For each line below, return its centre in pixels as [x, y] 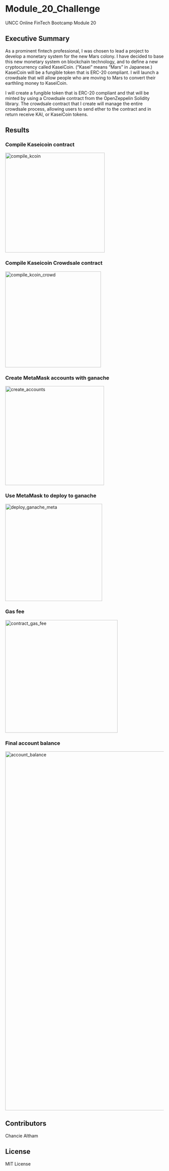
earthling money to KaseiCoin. [36, 83]
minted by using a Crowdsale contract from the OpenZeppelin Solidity [77, 98]
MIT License [18, 1164]
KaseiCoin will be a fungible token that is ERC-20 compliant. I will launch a [82, 72]
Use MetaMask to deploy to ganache [51, 496]
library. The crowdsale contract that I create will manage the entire [74, 104]
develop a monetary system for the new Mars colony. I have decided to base [84, 56]
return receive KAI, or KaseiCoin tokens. [47, 114]
